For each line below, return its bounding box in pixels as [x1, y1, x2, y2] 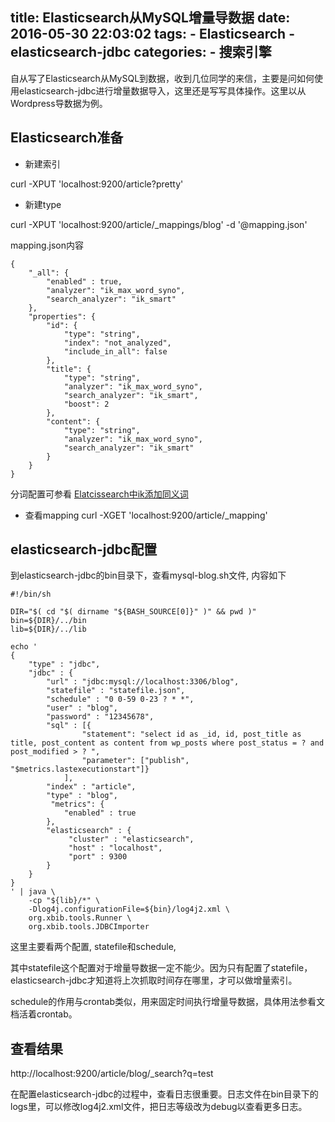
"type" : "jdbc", [28, 659, 101, 670]
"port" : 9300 [68, 852, 128, 862]
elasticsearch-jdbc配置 [10, 541, 158, 558]
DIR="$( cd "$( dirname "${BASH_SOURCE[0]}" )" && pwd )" [10, 607, 257, 617]
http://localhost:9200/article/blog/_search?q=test [10, 1068, 214, 1080]
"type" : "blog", [46, 791, 118, 801]
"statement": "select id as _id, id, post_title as [81, 729, 302, 740]
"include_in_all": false [63, 346, 168, 357]
